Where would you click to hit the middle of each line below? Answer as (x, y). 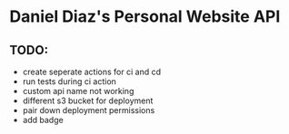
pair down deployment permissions (89, 110)
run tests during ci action (69, 81)
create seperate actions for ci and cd (92, 72)
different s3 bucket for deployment (88, 100)
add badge (43, 120)
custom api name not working (78, 91)
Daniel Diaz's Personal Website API (145, 17)
